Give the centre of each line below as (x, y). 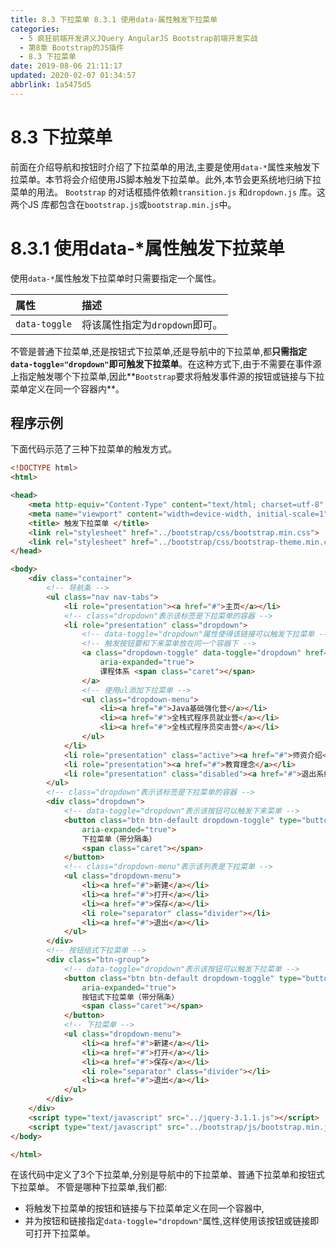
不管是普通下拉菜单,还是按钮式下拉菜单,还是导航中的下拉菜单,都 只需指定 (159, 351)
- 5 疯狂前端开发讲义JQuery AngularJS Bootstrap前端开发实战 (138, 38)
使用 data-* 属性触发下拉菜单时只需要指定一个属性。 (116, 278)
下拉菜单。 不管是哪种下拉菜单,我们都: (89, 1187)
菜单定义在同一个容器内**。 (67, 388)
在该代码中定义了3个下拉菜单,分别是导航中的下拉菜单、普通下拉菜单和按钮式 (167, 1175)
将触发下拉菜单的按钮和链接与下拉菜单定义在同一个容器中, (144, 1208)
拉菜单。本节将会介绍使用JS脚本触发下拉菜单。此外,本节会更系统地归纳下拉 (166, 179)
